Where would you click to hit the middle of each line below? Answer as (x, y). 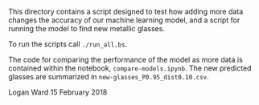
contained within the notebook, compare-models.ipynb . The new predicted (130, 68)
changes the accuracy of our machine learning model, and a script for (124, 20)
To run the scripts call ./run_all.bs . (68, 44)
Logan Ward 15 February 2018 (58, 92)
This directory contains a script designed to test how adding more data (126, 12)
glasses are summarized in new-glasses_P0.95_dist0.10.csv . (109, 77)
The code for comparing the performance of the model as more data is (125, 60)
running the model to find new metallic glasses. (86, 28)
